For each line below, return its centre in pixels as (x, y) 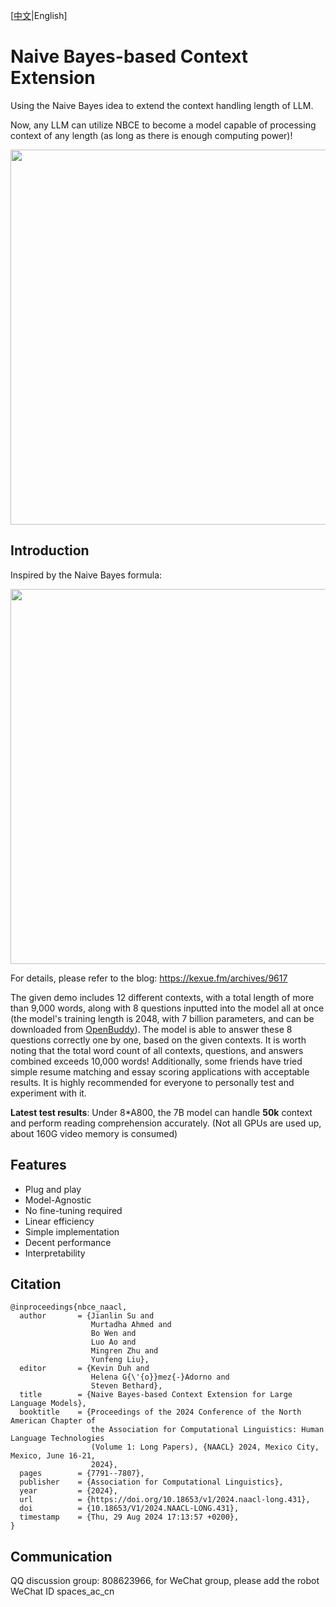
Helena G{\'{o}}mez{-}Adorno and (160, 1377)
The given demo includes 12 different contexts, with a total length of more (162, 997)
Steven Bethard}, (126, 1386)
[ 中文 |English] (39, 15)
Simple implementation (72, 1231)
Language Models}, (48, 1404)
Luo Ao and (113, 1342)
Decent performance (68, 1242)
